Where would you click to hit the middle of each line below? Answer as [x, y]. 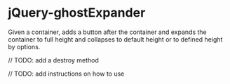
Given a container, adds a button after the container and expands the [108, 32]
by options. [24, 47]
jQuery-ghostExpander [77, 13]
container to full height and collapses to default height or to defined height [115, 39]
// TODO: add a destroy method [53, 60]
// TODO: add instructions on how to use [66, 74]
